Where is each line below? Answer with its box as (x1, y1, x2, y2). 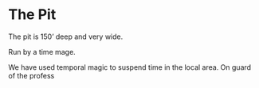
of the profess (8, 71, 55, 80)
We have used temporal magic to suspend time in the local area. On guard (8, 62, 252, 72)
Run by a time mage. (8, 47, 76, 56)
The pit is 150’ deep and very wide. (8, 32, 124, 41)
